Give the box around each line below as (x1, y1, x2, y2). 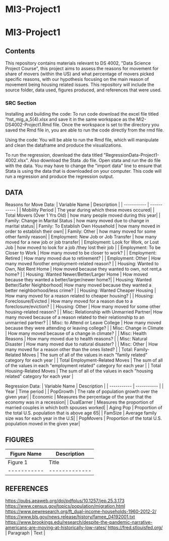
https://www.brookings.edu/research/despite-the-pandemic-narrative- (5, 519, 153, 525)
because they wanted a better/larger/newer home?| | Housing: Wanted (5, 277, 152, 283)
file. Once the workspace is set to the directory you (52, 122, 159, 128)
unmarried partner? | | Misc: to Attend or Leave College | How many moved (5, 320, 161, 326)
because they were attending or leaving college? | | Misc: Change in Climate (5, 325, 164, 331)
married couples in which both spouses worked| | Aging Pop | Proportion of (5, 405, 162, 411)
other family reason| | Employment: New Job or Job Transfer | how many (5, 234, 157, 240)
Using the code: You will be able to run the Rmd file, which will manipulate (5, 137, 159, 143)
